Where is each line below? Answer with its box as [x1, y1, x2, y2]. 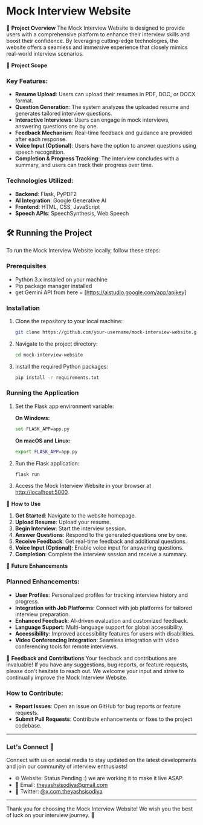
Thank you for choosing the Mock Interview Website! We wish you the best [6, 805, 193, 812]
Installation [6, 304, 40, 312]
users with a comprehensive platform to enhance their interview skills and [6, 30, 190, 38]
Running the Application [6, 389, 79, 397]
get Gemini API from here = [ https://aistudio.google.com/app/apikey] [14, 289, 187, 296]
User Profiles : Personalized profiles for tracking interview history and [14, 591, 188, 599]
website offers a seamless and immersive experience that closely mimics [6, 44, 188, 51]
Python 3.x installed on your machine [14, 275, 108, 283]
